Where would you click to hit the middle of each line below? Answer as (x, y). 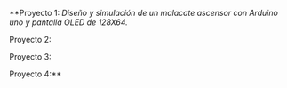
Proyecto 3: (30, 56)
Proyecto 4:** (36, 74)
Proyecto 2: (30, 40)
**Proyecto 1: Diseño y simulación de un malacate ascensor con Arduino (143, 13)
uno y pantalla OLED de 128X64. (69, 22)
